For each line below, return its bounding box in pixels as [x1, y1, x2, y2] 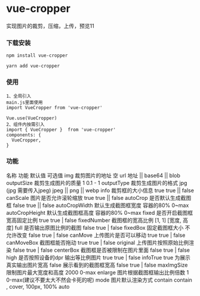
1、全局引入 [6, 93, 32, 99]
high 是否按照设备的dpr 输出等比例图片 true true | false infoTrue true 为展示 [6, 254, 191, 261]
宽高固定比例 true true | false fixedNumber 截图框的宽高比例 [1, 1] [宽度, [6, 217, 181, 224]
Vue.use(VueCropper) [6, 115, 58, 121]
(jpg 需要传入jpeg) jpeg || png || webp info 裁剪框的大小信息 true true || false [6, 187, 194, 194]
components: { [6, 132, 42, 138]
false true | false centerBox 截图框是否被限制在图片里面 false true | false [13, 246, 190, 254]
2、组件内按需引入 [6, 121, 45, 127]
